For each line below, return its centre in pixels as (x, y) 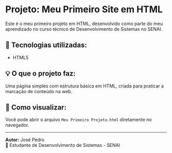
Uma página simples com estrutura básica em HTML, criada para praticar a (84, 86)
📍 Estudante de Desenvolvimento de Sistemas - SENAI (63, 145)
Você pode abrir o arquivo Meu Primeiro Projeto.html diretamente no (79, 120)
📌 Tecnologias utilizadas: (46, 45)
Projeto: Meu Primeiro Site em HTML (84, 9)
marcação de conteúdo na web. (39, 91)
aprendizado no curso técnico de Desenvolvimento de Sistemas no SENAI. (84, 29)
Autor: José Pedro (25, 140)
